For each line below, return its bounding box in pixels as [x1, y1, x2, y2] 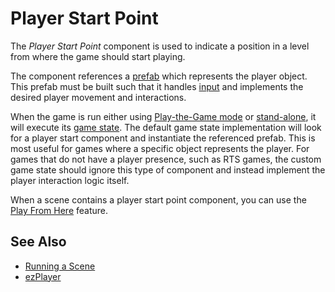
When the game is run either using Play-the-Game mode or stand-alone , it [10, 110, 317, 122]
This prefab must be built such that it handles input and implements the [10, 80, 304, 92]
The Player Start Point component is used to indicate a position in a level [10, 40, 310, 52]
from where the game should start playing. [10, 50, 186, 62]
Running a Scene [24, 260, 96, 272]
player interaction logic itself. [10, 174, 130, 186]
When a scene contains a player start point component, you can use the [10, 193, 307, 206]
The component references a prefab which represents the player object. [10, 70, 308, 82]
